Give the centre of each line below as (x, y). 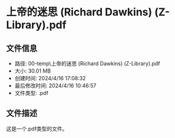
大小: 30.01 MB (33, 71)
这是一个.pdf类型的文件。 (37, 129)
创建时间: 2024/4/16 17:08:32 (50, 78)
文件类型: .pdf (32, 93)
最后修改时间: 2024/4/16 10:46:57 (55, 86)
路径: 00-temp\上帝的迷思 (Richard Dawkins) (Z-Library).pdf (87, 63)
